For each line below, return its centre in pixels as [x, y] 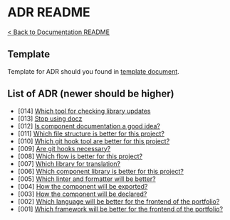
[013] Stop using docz [50, 119]
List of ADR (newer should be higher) [91, 94]
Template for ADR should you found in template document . [93, 71]
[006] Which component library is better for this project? [100, 171]
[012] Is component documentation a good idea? [89, 126]
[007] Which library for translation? [69, 163]
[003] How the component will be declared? [82, 194]
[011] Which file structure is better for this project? [91, 133]
